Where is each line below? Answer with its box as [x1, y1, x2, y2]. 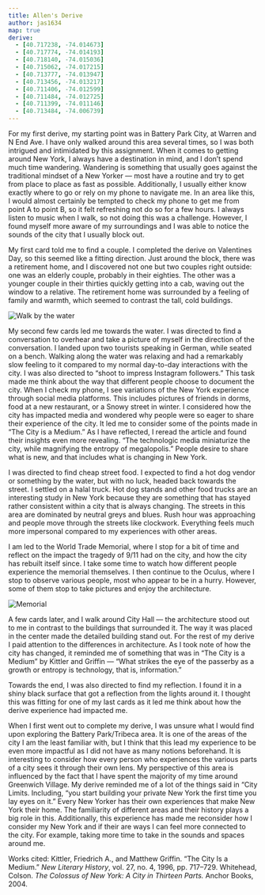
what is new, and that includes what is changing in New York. [8, 453, 208, 461]
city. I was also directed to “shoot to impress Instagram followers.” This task [8, 369, 256, 377]
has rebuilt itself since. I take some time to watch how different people [8, 559, 237, 568]
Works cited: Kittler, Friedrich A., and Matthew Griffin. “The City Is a [8, 854, 229, 863]
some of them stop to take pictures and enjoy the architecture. [8, 584, 212, 594]
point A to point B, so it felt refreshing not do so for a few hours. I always [8, 205, 244, 214]
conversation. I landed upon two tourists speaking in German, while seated [8, 343, 252, 352]
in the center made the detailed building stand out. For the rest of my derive [8, 631, 255, 641]
